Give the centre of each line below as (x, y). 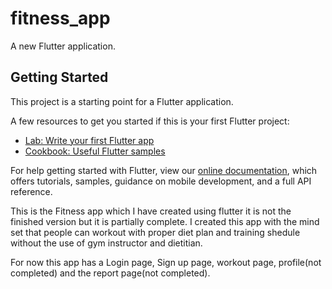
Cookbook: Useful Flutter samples (95, 151)
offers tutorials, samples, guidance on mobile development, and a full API (161, 181)
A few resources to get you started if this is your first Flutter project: (150, 121)
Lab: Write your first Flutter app (89, 140)
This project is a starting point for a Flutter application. (122, 101)
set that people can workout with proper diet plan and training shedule (155, 232)
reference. (31, 191)
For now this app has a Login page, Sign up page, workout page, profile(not (166, 262)
